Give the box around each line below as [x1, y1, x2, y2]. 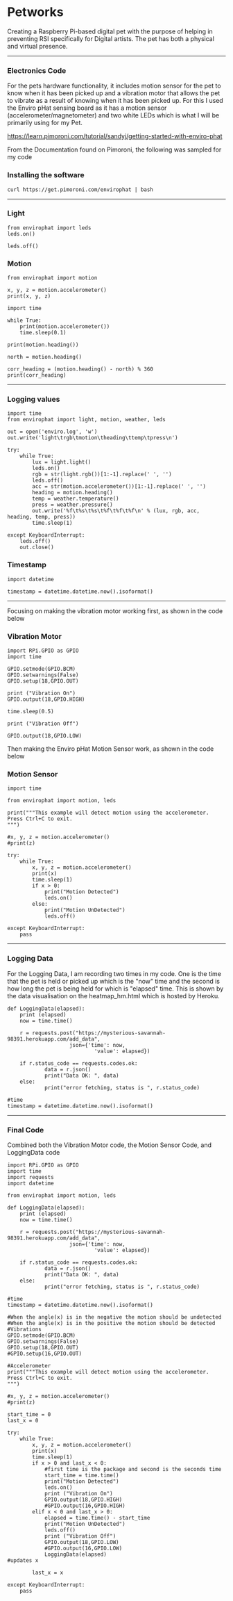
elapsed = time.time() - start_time [44, 1514, 150, 1521]
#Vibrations [7, 1326, 42, 1333]
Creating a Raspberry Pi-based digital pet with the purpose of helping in [7, 27, 213, 35]
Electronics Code [7, 65, 67, 75]
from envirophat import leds [7, 224, 92, 231]
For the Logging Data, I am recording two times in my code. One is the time [7, 969, 222, 977]
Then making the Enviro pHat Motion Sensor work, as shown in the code [7, 745, 214, 753]
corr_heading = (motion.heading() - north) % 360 [7, 366, 154, 373]
